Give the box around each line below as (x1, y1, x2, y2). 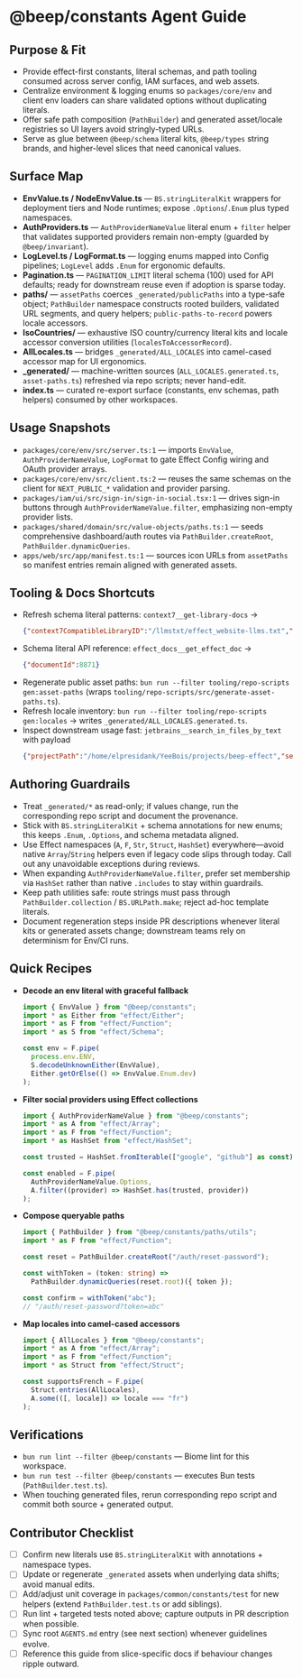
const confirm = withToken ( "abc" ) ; (22, 1293, 157, 1303)
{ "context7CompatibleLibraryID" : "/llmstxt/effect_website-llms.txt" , (22, 627, 290, 636)
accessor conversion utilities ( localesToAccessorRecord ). (22, 337, 233, 347)
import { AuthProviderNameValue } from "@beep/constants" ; (22, 1111, 250, 1120)
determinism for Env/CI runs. (22, 935, 129, 945)
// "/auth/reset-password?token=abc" (22, 1302, 165, 1311)
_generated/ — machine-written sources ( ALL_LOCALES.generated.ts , (22, 365, 279, 376)
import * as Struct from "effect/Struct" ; (22, 1360, 185, 1370)
